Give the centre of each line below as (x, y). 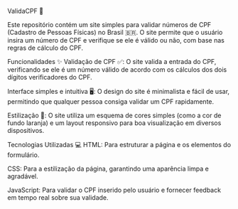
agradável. (23, 176)
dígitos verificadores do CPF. (50, 77)
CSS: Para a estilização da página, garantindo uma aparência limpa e (108, 168)
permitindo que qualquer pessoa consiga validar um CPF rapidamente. (111, 102)
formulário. (23, 155)
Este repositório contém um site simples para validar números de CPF (109, 25)
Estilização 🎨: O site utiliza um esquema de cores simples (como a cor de (114, 115)
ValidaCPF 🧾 (26, 11)
